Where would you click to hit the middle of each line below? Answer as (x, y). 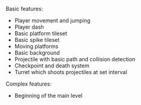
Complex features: (29, 84)
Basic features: (25, 9)
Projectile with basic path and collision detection (75, 59)
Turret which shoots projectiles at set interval (71, 72)
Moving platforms (36, 46)
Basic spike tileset (37, 40)
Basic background (37, 53)
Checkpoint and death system (52, 66)
